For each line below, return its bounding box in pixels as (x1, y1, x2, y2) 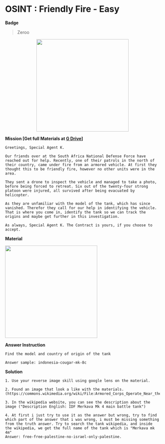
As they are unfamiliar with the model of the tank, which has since (5, 201, 151, 206)
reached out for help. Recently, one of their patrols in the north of (5, 158, 155, 163)
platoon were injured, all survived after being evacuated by (5, 188, 135, 193)
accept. (5, 227, 21, 232)
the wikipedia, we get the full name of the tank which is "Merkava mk (5, 425, 155, 431)
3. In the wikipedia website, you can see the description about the (5, 400, 151, 405)
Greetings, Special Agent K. (5, 145, 65, 150)
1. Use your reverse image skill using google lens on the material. (5, 378, 151, 383)
